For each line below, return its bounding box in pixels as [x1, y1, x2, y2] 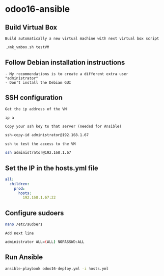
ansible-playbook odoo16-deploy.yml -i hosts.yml [5, 266, 109, 271]
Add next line [5, 231, 34, 236]
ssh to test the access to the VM [5, 141, 76, 146]
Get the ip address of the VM [5, 106, 67, 111]
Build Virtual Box [5, 23, 57, 32]
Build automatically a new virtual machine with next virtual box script [5, 36, 160, 41]
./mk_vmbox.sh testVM [5, 45, 50, 50]
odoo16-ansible [5, 3, 70, 15]
